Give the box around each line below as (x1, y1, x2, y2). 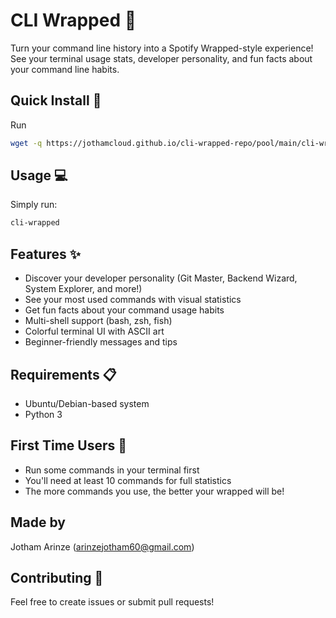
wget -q (10, 138, 43, 148)
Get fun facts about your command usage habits (24, 304, 225, 316)
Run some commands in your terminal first (24, 464, 200, 476)
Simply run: (10, 199, 58, 211)
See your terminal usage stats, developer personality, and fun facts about (10, 52, 313, 64)
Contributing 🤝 (10, 569, 104, 586)
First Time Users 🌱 (10, 437, 128, 454)
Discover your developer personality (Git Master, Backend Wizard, (24, 272, 298, 284)
